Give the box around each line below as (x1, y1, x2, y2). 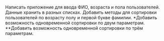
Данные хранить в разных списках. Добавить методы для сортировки (5, 9, 157, 15)
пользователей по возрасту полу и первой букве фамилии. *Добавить (5, 15, 157, 20)
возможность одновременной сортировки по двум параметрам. (5, 20, 145, 26)
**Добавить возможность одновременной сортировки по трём (5, 25, 143, 31)
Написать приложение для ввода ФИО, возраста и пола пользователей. (5, 4, 160, 10)
